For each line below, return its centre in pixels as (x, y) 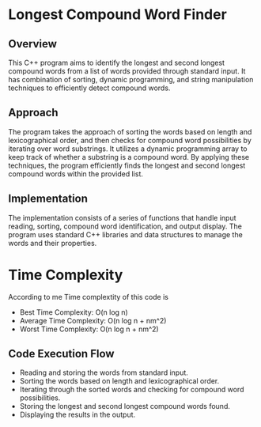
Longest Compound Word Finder (117, 15)
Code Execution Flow (61, 353)
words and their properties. (53, 243)
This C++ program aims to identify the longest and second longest (117, 62)
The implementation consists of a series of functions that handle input (122, 217)
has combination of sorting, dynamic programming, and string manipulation (131, 79)
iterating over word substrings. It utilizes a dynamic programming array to (128, 149)
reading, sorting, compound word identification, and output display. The (125, 226)
